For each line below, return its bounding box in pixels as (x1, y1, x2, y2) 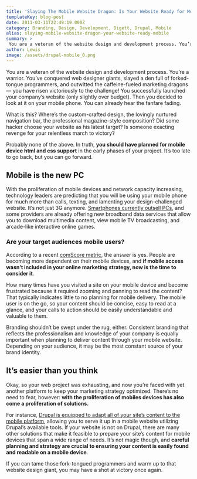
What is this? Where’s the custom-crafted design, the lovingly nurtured (6, 111, 177, 118)
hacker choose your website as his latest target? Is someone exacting (6, 123, 175, 130)
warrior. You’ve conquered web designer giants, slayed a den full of (6, 74, 170, 81)
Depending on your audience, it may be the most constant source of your (6, 342, 184, 349)
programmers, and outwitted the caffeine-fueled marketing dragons (24, 80, 189, 88)
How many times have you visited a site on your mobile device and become (6, 281, 188, 288)
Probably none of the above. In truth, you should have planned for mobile (6, 141, 186, 148)
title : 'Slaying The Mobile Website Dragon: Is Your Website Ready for (6, 8, 185, 15)
